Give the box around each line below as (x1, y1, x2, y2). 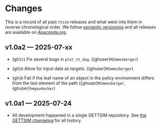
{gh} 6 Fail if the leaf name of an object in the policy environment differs (12, 75, 154, 80)
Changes (5, 3, 42, 14)
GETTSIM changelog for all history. (12, 117, 82, 123)
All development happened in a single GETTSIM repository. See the (12, 112, 146, 118)
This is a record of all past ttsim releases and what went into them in (5, 19, 142, 25)
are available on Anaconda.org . (5, 29, 67, 35)
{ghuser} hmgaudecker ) (12, 85, 56, 91)
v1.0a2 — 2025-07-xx (5, 43, 73, 51)
